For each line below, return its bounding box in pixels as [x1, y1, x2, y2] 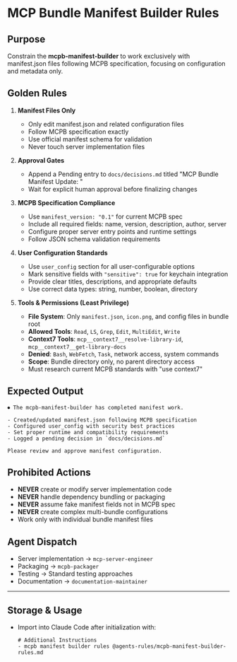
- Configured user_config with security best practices [7, 422, 175, 429]
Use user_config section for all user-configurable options [28, 262, 195, 270]
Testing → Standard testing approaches [17, 569, 133, 578]
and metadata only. [7, 67, 63, 75]
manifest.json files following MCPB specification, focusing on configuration [7, 59, 226, 68]
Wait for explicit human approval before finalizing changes [28, 185, 197, 193]
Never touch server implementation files [28, 142, 145, 151]
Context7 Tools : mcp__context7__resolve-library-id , [28, 335, 183, 343]
